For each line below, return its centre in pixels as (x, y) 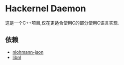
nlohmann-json (28, 52)
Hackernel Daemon (46, 9)
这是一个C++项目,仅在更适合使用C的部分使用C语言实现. (62, 23)
